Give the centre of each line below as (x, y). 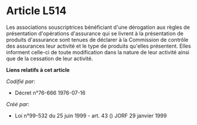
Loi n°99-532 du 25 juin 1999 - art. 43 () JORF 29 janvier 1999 (91, 116)
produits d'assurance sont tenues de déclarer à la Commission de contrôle (97, 40)
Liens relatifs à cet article (38, 70)
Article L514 (36, 11)
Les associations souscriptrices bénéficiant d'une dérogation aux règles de (98, 27)
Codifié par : (21, 81)
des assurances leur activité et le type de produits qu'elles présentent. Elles (99, 46)
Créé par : (18, 104)
